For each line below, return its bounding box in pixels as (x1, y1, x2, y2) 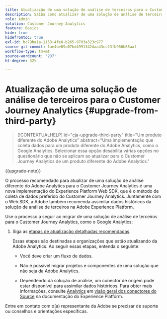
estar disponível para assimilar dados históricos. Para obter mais (19, 283, 153, 289)
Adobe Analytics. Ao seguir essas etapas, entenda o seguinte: (12, 243, 140, 249)
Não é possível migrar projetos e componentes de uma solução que (19, 263, 159, 269)
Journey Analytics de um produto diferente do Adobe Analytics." (17, 159, 150, 164)
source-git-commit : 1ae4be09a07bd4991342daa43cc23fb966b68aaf (5, 44, 137, 49)
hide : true (5, 30, 28, 35)
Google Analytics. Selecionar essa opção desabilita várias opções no (17, 148, 159, 154)
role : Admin (5, 16, 30, 21)
